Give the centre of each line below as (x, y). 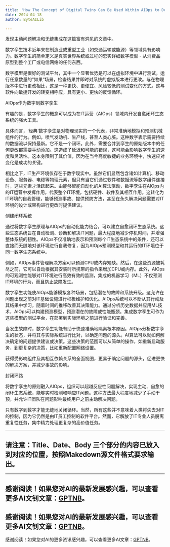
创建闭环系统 (18, 216)
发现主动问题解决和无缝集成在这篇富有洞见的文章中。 (61, 39)
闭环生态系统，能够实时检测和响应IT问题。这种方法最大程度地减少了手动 (80, 393)
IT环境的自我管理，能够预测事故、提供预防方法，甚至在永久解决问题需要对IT (85, 199)
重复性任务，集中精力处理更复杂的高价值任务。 (54, 423)
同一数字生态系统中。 (27, 252)
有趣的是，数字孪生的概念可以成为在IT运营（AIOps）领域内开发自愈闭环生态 (84, 114)
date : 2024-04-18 (24, 15)
